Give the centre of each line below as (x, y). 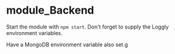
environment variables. (34, 33)
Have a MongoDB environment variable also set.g (67, 45)
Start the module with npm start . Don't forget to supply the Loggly (87, 27)
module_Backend (50, 10)
